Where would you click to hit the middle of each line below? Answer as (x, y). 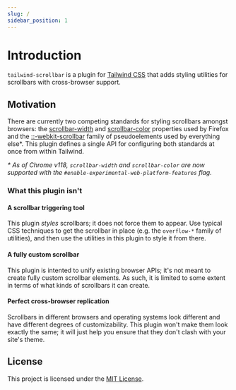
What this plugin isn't (45, 191)
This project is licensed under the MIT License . (76, 379)
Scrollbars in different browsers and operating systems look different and (114, 317)
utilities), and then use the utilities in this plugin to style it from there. (107, 238)
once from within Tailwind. (46, 152)
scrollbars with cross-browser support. (64, 83)
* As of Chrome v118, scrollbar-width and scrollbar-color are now (106, 165)
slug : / (19, 14)
